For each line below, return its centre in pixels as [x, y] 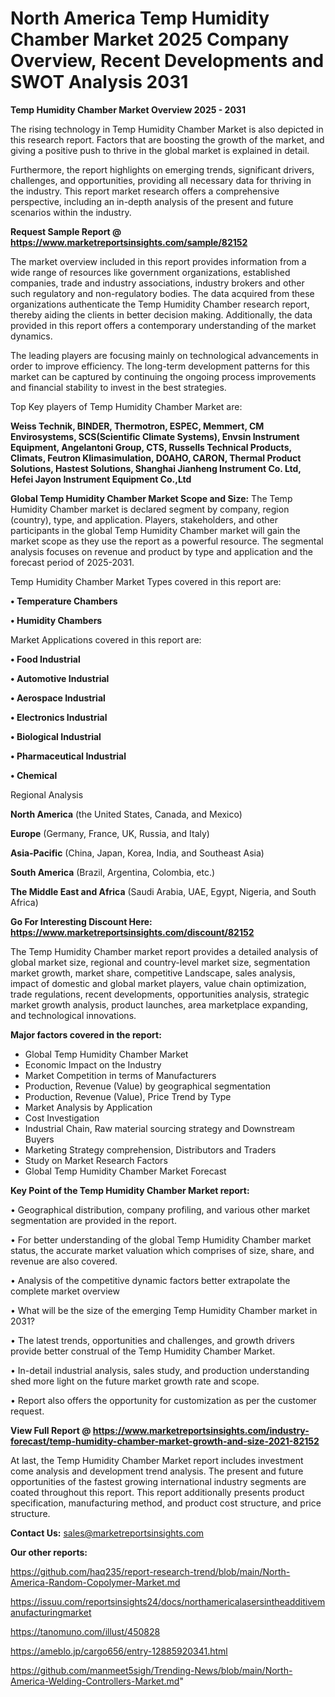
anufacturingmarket [51, 1612]
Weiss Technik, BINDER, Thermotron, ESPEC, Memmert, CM [137, 426]
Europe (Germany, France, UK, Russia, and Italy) [110, 833]
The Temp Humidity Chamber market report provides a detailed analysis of [164, 951]
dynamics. [31, 336]
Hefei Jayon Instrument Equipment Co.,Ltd [101, 479]
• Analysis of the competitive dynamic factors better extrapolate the [150, 1280]
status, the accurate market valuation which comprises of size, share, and [162, 1250]
